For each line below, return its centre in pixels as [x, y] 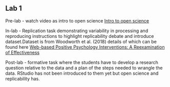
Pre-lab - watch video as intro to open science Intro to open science [77, 20]
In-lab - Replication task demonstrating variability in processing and [77, 31]
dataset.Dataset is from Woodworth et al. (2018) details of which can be [81, 41]
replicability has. [23, 78]
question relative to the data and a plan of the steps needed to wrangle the [84, 68]
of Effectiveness [23, 52]
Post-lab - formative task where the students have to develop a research [82, 62]
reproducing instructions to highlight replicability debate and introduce [80, 36]
